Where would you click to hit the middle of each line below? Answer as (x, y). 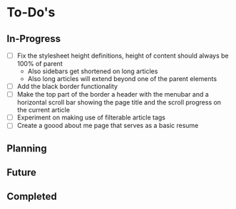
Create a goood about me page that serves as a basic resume (108, 126)
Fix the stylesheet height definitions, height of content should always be (123, 55)
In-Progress (34, 39)
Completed (32, 197)
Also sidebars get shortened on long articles (93, 71)
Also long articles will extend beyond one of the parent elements (122, 79)
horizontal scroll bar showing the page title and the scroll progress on (119, 102)
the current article (43, 110)
